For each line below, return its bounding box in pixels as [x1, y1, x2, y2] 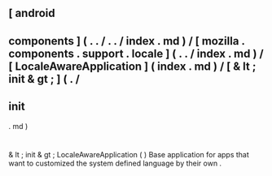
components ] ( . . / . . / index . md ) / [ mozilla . [8, 34, 245, 48]
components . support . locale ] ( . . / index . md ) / [8, 46, 265, 60]
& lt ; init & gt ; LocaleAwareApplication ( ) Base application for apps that [8, 149, 250, 159]
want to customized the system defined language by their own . [8, 158, 222, 168]
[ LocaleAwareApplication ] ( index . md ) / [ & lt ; [8, 59, 257, 73]
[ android [8, 6, 55, 20]
